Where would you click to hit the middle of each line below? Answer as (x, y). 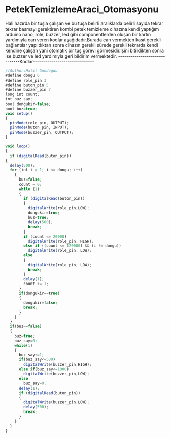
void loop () (18, 146)
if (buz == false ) (26, 327)
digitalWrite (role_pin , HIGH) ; (61, 241)
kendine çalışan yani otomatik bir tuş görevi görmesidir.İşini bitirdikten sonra (84, 50)
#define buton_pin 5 (27, 85)
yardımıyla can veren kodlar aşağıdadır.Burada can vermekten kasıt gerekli (83, 40)
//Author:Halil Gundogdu (31, 71)
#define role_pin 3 (26, 80)
